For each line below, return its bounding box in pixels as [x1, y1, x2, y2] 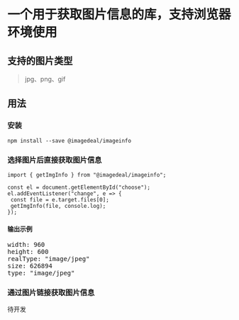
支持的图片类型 [7, 55, 73, 67]
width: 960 [7, 241, 45, 249]
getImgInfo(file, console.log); [10, 202, 106, 209]
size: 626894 [7, 262, 53, 270]
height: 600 [7, 248, 49, 256]
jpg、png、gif [24, 75, 66, 83]
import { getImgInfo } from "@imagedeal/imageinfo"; [7, 171, 167, 178]
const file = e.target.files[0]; [10, 196, 110, 203]
